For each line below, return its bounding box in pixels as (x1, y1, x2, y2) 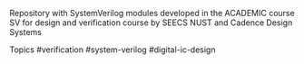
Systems (9, 27, 43, 37)
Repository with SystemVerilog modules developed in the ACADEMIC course (9, 8, 295, 18)
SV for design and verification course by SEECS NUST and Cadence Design (9, 17, 293, 28)
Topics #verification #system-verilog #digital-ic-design (9, 44, 216, 55)
